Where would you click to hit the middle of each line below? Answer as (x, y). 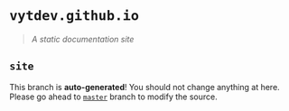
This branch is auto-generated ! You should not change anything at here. (144, 87)
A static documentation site (83, 39)
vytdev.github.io (75, 16)
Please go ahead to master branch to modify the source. (114, 97)
